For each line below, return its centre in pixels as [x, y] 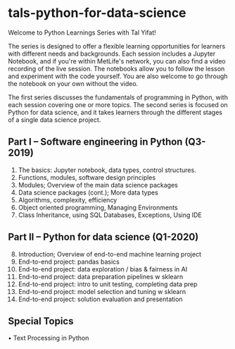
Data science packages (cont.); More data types [88, 192]
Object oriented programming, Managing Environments [98, 207]
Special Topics [41, 321]
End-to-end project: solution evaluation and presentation [100, 299]
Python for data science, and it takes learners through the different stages [115, 112]
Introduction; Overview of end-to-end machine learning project [109, 254]
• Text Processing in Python [49, 338]
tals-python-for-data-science [97, 13]
